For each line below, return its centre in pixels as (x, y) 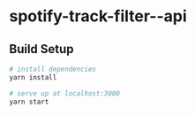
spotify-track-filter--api (98, 16)
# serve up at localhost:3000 (65, 93)
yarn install (33, 77)
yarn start (29, 102)
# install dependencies (53, 69)
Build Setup (41, 49)
